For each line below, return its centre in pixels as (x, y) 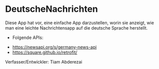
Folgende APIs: (28, 37)
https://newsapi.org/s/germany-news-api (54, 47)
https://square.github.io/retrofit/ (45, 52)
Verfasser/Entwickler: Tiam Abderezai (44, 62)
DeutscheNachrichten (52, 9)
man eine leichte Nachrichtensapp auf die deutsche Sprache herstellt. (76, 28)
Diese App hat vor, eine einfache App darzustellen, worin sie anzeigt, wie (80, 23)
